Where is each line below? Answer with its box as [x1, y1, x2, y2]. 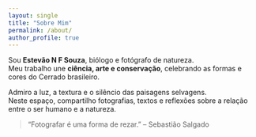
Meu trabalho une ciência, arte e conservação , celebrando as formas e [8, 64, 243, 74]
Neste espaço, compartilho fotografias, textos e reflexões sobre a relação [8, 96, 248, 105]
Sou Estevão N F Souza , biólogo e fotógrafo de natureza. [8, 55, 194, 65]
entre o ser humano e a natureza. [8, 105, 117, 114]
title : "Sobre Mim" [8, 19, 73, 27]
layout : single [8, 11, 58, 20]
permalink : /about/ [8, 26, 73, 34]
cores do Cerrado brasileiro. [8, 72, 100, 82]
